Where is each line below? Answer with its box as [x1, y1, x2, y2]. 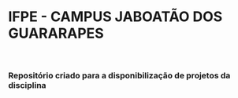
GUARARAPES [8, 24, 104, 42]
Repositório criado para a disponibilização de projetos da [8, 70, 231, 81]
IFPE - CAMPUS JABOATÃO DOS [8, 8, 223, 26]
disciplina [8, 79, 46, 90]
